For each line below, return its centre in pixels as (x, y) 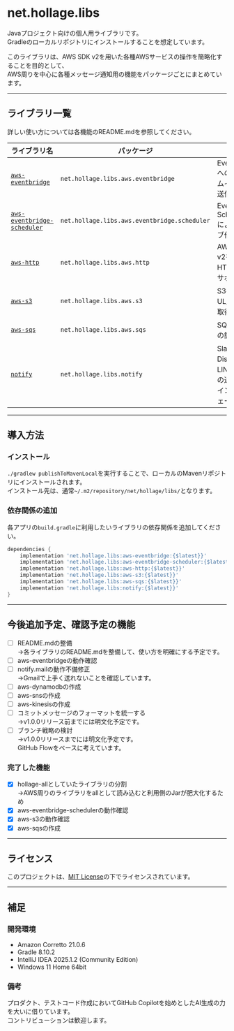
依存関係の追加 (32, 511)
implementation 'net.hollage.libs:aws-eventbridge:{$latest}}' (114, 556)
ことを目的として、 (40, 65)
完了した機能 (29, 768)
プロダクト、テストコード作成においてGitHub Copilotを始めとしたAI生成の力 (117, 1003)
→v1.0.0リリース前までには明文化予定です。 (80, 722)
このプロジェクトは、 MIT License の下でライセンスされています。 (101, 877)
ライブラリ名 (32, 150)
